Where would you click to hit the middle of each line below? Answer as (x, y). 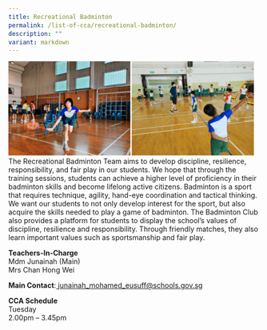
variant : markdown (39, 42)
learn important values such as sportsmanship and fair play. (107, 238)
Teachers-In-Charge (43, 253)
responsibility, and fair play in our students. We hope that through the (122, 170)
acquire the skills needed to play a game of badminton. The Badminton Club (133, 212)
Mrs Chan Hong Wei (42, 270)
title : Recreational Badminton (60, 17)
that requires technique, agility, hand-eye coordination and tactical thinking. (133, 195)
